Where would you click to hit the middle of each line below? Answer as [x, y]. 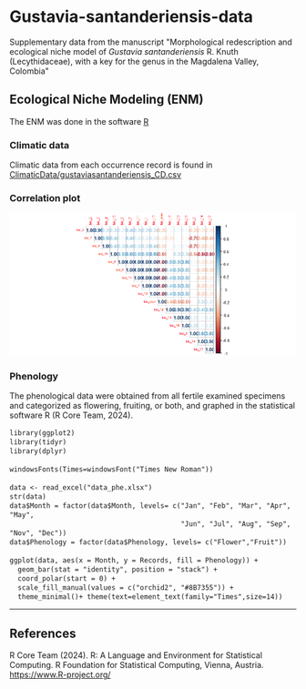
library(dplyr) [38, 451]
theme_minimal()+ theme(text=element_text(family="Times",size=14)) [150, 597]
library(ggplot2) [42, 433]
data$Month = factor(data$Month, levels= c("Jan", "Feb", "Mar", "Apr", [150, 506]
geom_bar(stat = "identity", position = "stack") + [118, 570]
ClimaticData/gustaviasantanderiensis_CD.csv [96, 175]
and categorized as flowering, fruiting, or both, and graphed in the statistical [153, 406]
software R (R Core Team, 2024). [71, 415]
